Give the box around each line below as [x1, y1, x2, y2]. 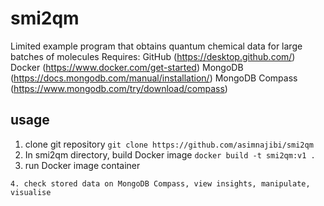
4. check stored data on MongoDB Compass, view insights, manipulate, [10, 178, 311, 189]
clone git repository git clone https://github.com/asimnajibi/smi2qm [24, 138, 314, 150]
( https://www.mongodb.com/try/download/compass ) [10, 82, 228, 94]
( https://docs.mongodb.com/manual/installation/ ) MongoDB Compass [10, 72, 298, 84]
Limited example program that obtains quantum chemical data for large [10, 40, 303, 52]
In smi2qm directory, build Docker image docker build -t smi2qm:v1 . [24, 148, 316, 161]
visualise [10, 187, 52, 197]
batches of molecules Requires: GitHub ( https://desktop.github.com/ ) [10, 50, 296, 62]
